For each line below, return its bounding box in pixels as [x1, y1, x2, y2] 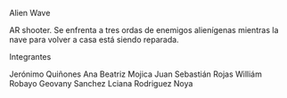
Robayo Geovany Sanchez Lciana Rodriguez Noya [9, 78, 193, 88]
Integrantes [9, 52, 52, 61]
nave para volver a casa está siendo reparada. [9, 35, 180, 45]
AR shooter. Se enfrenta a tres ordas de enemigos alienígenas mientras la [9, 25, 279, 35]
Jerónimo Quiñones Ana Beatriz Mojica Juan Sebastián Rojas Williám [9, 69, 263, 79]
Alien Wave [9, 8, 51, 18]
